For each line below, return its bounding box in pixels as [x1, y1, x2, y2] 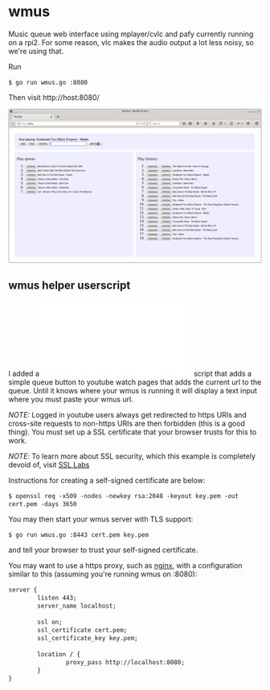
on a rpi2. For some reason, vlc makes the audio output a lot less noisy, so [8, 37, 255, 47]
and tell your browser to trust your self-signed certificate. [8, 545, 198, 555]
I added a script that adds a [8, 368, 252, 378]
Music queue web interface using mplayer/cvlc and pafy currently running [8, 29, 254, 39]
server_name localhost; [37, 601, 117, 610]
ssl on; [37, 617, 63, 626]
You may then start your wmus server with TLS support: [8, 514, 194, 524]
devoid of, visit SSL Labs [8, 459, 90, 469]
